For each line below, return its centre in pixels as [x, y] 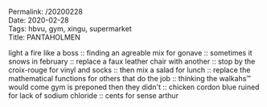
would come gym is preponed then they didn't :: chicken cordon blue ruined [134, 87]
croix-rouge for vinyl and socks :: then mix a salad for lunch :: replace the [129, 70]
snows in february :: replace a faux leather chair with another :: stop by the [132, 61]
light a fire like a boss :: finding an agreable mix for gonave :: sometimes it [130, 53]
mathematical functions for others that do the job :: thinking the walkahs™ [129, 78]
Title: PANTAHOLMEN [44, 37]
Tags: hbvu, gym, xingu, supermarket [70, 29]
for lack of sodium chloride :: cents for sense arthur [94, 95]
